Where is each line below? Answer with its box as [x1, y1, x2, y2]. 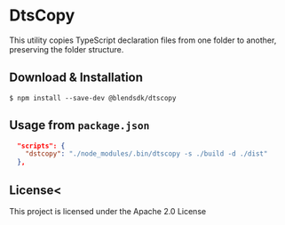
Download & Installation [9, 70, 144, 85]
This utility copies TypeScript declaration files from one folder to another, [9, 35, 277, 45]
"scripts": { [17, 141, 66, 150]
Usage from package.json [9, 117, 150, 133]
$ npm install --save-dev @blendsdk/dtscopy [9, 93, 177, 102]
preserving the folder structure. [9, 44, 124, 54]
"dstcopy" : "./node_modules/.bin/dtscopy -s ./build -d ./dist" [25, 149, 268, 158]
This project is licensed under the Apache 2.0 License [9, 206, 207, 216]
